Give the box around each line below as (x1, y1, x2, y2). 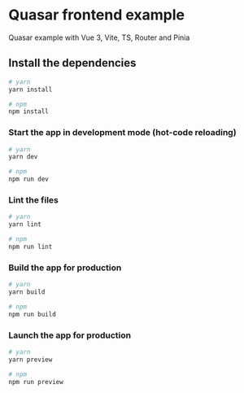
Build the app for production (8, 262, 122, 273)
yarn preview (8, 356, 53, 364)
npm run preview (8, 378, 63, 386)
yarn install (8, 85, 53, 94)
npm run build (8, 310, 57, 318)
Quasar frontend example (8, 6, 185, 24)
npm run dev (8, 175, 49, 184)
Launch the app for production (8, 330, 132, 341)
